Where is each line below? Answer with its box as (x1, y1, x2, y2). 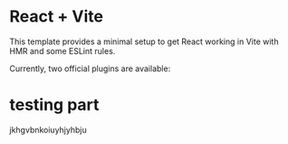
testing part (9, 94, 100, 115)
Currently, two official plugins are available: (9, 63, 171, 74)
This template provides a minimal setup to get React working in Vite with (9, 36, 279, 47)
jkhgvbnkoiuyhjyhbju (9, 124, 88, 135)
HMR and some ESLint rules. (9, 45, 116, 56)
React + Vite (9, 6, 104, 27)
